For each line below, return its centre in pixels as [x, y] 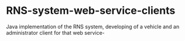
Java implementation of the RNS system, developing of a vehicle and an [93, 27]
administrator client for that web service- [56, 32]
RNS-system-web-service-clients [91, 11]
